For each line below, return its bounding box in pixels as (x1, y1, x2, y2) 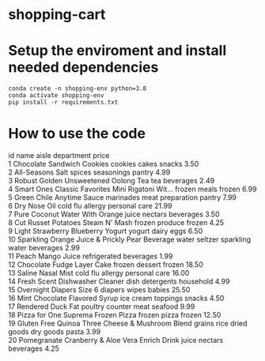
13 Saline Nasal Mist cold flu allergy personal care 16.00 (8, 269, 190, 278)
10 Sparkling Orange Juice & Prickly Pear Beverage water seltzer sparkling (8, 235, 252, 244)
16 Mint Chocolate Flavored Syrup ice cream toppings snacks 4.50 (8, 294, 225, 303)
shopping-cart (8, 6, 106, 24)
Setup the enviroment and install (8, 42, 227, 60)
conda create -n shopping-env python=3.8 (8, 85, 147, 92)
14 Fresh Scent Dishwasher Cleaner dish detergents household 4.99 (8, 276, 230, 286)
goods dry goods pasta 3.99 (8, 327, 101, 337)
